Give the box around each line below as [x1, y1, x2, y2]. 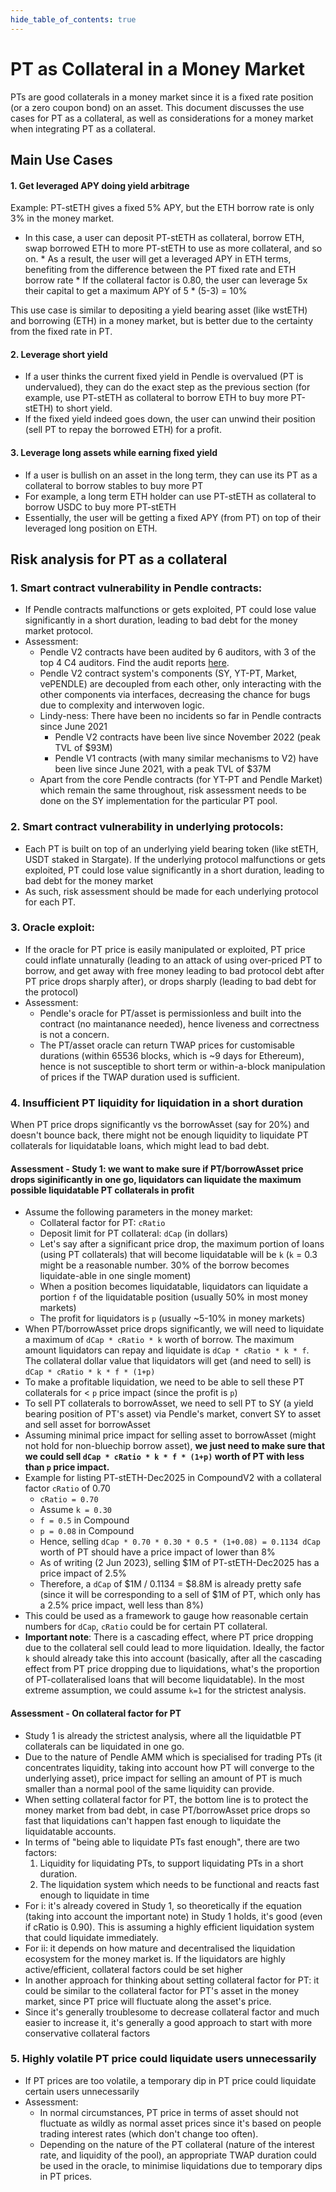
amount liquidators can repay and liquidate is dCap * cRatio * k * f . [24, 1344, 310, 1356]
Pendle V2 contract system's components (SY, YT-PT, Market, [39, 667, 298, 680]
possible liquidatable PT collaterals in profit [10, 1184, 195, 1196]
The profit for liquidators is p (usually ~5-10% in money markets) [39, 1312, 306, 1325]
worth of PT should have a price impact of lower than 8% [39, 1546, 276, 1558]
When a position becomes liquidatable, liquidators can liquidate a [39, 1281, 309, 1293]
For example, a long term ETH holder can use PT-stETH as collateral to [24, 490, 317, 502]
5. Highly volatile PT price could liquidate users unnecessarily [10, 2052, 317, 2066]
